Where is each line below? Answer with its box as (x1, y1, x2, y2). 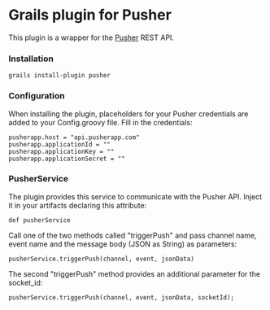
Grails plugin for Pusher (8, 6, 172, 24)
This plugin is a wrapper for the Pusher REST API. (8, 33, 175, 42)
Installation (8, 53, 54, 64)
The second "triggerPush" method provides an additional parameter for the (8, 269, 261, 278)
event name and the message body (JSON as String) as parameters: (8, 238, 237, 249)
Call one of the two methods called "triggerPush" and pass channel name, (8, 230, 258, 240)
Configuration (8, 90, 65, 102)
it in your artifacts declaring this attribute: (8, 200, 147, 210)
